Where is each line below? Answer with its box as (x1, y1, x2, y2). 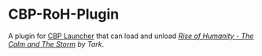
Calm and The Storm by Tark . (8, 39, 105, 48)
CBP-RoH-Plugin (8, 5, 120, 23)
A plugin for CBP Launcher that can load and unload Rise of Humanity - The (8, 31, 254, 40)
